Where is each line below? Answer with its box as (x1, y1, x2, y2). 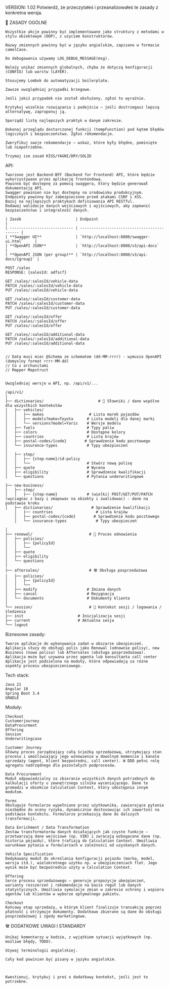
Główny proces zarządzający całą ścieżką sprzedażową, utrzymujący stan (5, 750, 162, 755)
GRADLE (5, 695, 19, 700)
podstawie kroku (5, 501, 39, 506)
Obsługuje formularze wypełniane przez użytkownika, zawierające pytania (5, 803, 164, 808)
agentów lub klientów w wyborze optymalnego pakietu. (5, 892, 121, 897)
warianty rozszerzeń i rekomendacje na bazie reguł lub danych (5, 882, 142, 888)
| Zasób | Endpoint (5, 217, 99, 222)
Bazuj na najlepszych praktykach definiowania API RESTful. (5, 199, 135, 204)
